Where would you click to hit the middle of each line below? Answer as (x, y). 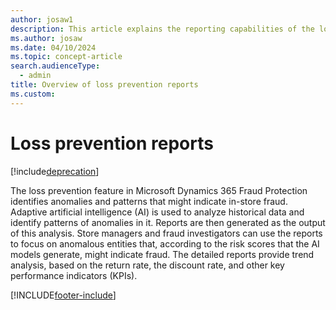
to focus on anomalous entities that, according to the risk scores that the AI (165, 243)
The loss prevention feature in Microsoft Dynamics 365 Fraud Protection (159, 190)
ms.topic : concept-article (66, 57)
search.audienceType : (55, 66)
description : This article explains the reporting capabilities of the (162, 29)
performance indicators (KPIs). (74, 275)
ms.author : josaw (46, 38)
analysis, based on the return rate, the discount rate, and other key (147, 265)
